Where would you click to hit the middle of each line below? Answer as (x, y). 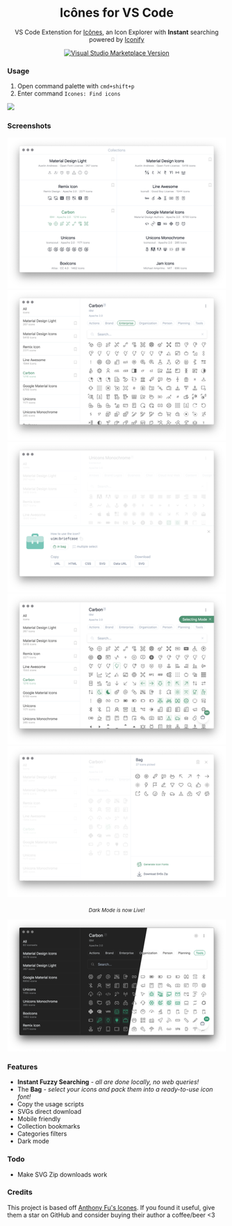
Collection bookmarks (49, 1127)
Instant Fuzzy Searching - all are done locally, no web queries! (108, 1082)
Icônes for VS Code (117, 13)
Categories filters (42, 1134)
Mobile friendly (39, 1119)
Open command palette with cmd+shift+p (76, 86)
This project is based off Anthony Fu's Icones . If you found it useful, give (111, 1207)
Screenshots (29, 126)
